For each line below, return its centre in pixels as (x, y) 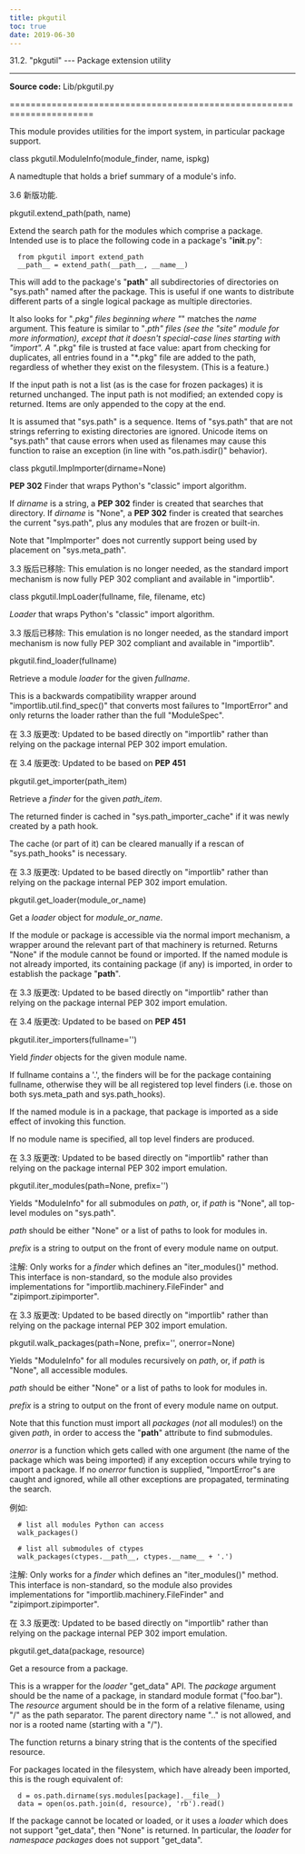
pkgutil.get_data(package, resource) (77, 1651)
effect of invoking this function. (68, 1121)
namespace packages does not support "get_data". (106, 1840)
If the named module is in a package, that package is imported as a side (144, 1112)
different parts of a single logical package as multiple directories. (131, 302)
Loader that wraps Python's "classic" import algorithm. (112, 614)
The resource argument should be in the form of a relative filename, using (147, 1706)
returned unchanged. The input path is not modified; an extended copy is (146, 394)
